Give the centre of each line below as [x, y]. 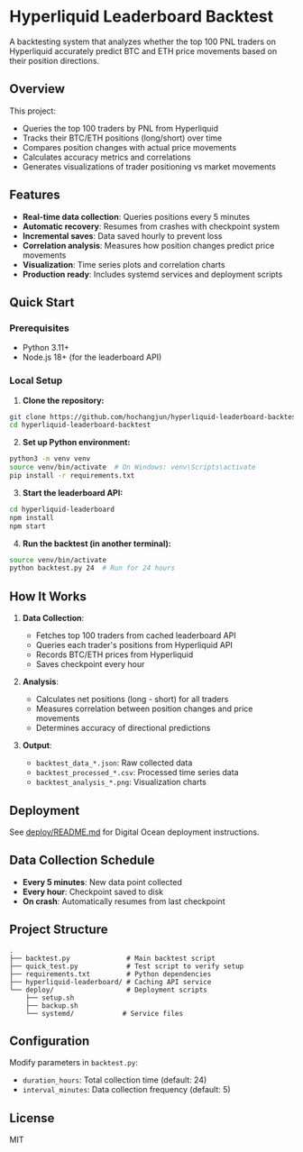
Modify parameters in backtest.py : [73, 1063]
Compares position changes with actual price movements [129, 147]
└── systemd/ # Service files [104, 1013]
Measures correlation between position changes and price [144, 709]
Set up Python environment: [76, 443]
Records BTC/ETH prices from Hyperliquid [115, 654]
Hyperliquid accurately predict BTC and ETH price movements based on [143, 50]
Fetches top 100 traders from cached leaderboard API [136, 635]
